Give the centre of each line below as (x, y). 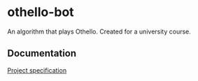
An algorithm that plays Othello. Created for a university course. (99, 31)
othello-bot (41, 12)
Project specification (37, 70)
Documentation (42, 53)
